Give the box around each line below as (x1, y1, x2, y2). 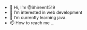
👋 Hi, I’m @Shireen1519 (9, 5, 56, 10)
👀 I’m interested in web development (9, 10, 83, 15)
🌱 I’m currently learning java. (9, 15, 67, 20)
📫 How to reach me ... (9, 20, 55, 26)
